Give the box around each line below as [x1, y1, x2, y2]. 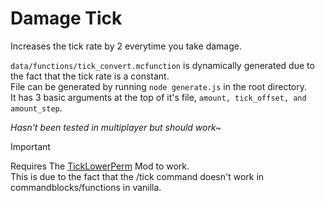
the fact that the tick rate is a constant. [10, 70, 170, 82]
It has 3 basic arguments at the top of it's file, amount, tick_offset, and [10, 91, 307, 103]
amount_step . [10, 102, 63, 114]
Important [10, 140, 51, 152]
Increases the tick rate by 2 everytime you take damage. [10, 40, 242, 52]
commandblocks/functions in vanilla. [10, 181, 162, 193]
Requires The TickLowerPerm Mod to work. [10, 160, 190, 172]
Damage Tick [10, 7, 123, 30]
